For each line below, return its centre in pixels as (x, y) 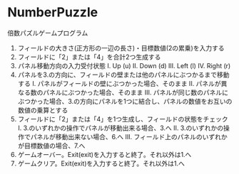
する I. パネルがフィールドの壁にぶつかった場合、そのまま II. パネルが (119, 83)
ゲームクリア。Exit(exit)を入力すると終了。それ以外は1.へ (101, 163)
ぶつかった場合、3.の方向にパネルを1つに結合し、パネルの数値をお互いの (125, 101)
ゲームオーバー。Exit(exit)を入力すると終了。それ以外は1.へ (105, 154)
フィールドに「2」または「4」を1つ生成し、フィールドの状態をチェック (123, 119)
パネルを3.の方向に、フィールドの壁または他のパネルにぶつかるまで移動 (123, 75)
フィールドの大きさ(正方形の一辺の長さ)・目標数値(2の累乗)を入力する (121, 48)
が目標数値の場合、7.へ (51, 146)
